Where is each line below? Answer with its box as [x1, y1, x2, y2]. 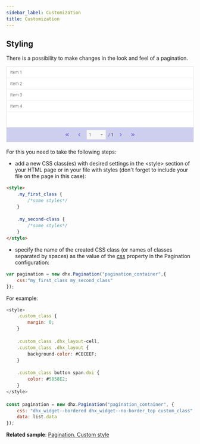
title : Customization [6, 16, 60, 22]
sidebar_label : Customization [6, 10, 82, 16]
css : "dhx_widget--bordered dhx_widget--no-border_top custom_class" [17, 408, 193, 414]
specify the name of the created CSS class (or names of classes [14, 246, 173, 253]
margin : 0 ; [27, 320, 55, 326]
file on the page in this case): [14, 173, 86, 180]
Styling [6, 39, 34, 49]
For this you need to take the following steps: [6, 148, 117, 155]
